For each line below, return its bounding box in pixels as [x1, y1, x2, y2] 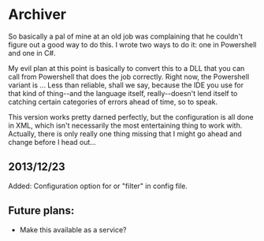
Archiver [8, 6, 67, 24]
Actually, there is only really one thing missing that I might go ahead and [8, 128, 242, 139]
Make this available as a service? [19, 224, 127, 234]
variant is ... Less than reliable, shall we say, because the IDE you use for [8, 80, 244, 90]
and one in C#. [8, 48, 57, 57]
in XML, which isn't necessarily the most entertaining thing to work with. [8, 120, 243, 130]
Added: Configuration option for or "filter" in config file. [8, 181, 188, 191]
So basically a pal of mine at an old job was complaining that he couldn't [8, 32, 243, 41]
